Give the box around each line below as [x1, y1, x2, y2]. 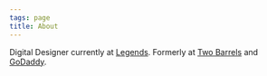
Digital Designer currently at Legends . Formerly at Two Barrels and [9, 46, 259, 57]
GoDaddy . [9, 56, 47, 67]
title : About [9, 22, 59, 31]
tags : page [9, 13, 51, 23]
